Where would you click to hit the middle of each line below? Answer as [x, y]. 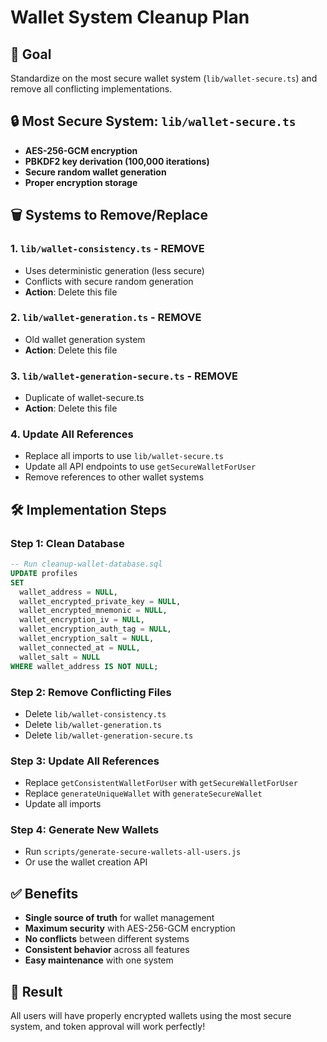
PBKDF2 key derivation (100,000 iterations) [117, 161]
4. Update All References [72, 434]
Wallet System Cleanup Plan [130, 17]
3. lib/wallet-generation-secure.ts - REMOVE [124, 376]
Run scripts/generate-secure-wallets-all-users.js [133, 852]
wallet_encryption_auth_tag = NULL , [95, 629]
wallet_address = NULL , [68, 592]
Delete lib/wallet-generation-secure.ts [109, 735]
